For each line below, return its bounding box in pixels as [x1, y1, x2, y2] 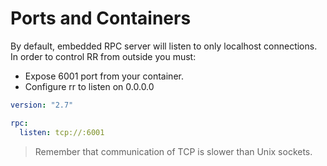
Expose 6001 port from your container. [24, 70, 184, 82]
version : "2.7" [10, 100, 74, 110]
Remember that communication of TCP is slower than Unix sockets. [34, 145, 313, 157]
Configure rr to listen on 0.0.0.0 [24, 80, 155, 92]
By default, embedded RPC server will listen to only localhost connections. [10, 40, 318, 52]
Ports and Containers [10, 7, 192, 30]
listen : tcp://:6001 [19, 127, 105, 137]
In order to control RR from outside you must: [10, 50, 197, 62]
